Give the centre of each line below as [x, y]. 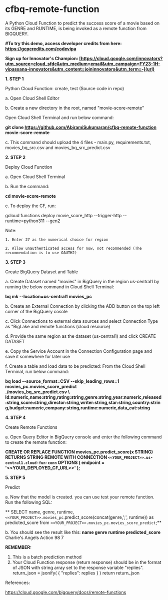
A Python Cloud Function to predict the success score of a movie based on [82, 23]
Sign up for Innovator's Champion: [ [43, 58]
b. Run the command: [27, 186]
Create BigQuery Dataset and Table [42, 272]
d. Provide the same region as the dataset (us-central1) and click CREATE [81, 336]
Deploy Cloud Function [29, 167]
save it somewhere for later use [37, 356]
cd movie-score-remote [30, 196]
